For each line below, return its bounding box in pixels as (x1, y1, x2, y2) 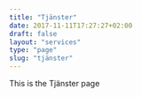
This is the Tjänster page (9, 78, 100, 88)
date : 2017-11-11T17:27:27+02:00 (9, 21, 133, 30)
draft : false (9, 29, 58, 38)
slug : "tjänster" (9, 54, 74, 63)
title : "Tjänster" (9, 12, 77, 22)
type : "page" (9, 46, 58, 55)
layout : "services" (9, 37, 82, 47)
